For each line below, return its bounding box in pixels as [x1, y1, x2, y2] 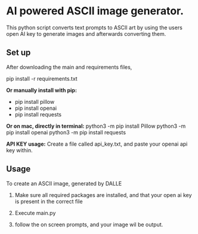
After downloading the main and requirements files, [6, 63, 132, 70]
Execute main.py [14, 209, 56, 216]
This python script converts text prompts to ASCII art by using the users [6, 24, 183, 31]
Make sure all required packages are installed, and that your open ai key [14, 191, 192, 198]
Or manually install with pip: [6, 87, 78, 94]
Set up [6, 48, 31, 58]
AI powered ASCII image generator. [6, 4, 184, 18]
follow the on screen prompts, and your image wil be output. [14, 221, 163, 228]
